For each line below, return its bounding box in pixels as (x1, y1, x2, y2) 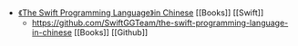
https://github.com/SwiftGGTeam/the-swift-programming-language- (31, 17, 289, 28)
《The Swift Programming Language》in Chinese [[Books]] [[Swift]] (17, 7, 264, 18)
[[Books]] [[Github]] (74, 27, 149, 38)
